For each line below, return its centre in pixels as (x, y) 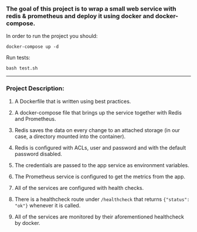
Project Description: (35, 88)
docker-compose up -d (33, 47)
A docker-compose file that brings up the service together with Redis (98, 112)
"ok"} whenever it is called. (47, 205)
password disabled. (38, 154)
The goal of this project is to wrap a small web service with (91, 9)
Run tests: (18, 58)
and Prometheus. (35, 119)
